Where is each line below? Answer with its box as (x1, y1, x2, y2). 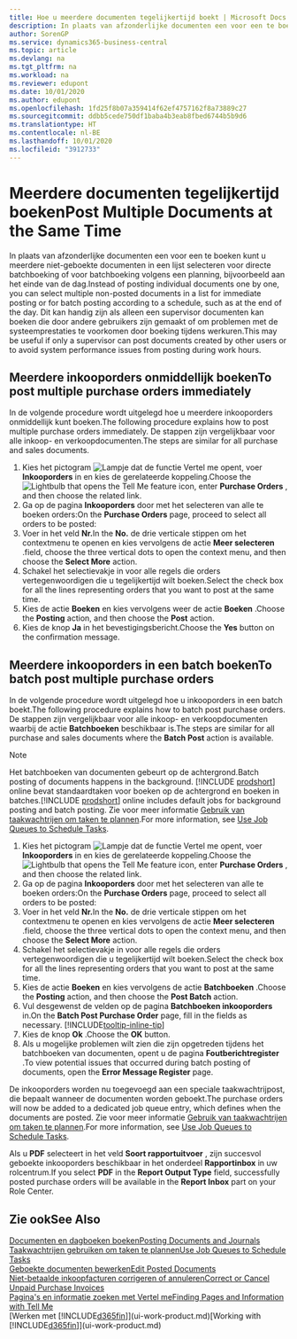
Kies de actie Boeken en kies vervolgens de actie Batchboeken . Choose (21, 982, 286, 993)
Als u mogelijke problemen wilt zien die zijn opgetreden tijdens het (21, 1038, 264, 1049)
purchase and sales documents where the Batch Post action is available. (9, 732, 274, 743)
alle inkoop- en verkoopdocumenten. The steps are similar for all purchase (9, 435, 278, 446)
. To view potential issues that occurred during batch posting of (21, 1057, 251, 1069)
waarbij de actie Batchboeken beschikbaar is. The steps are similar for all (9, 724, 276, 734)
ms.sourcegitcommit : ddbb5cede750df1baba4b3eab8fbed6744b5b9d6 (9, 112, 247, 121)
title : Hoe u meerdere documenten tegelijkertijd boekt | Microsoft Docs (9, 12, 287, 22)
